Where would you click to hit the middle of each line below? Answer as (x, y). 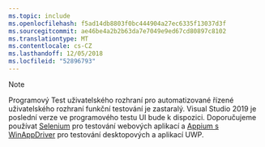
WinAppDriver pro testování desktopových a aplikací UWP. (106, 134)
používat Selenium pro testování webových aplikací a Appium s (113, 126)
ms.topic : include (39, 16)
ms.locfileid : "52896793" (52, 62)
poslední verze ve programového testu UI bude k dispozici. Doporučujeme (132, 117)
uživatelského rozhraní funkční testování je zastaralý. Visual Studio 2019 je (132, 108)
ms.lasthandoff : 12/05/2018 (56, 54)
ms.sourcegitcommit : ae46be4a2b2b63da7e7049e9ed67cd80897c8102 (118, 31)
